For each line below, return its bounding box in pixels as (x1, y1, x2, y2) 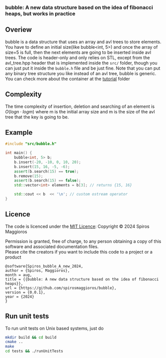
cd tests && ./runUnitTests (5, 349, 64, 354)
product (5, 254, 21, 260)
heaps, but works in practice (5, 10, 76, 17)
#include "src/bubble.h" (5, 141, 57, 147)
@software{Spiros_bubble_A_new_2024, (5, 264, 83, 268)
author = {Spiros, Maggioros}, (5, 268, 70, 273)
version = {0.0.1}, (5, 290, 46, 295)
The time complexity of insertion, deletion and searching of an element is (5, 103, 155, 109)
